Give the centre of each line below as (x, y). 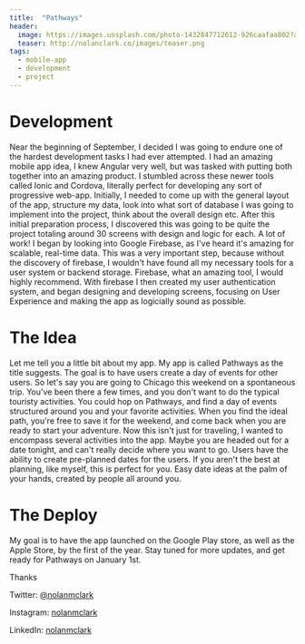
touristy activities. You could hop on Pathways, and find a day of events (143, 401)
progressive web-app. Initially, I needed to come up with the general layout (149, 195)
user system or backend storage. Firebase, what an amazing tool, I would (147, 272)
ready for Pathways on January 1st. (75, 560)
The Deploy (54, 515)
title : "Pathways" (46, 18)
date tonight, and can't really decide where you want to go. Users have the (149, 449)
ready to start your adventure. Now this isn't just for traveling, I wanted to (146, 430)
